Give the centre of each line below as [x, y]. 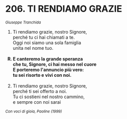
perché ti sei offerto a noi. [40, 91]
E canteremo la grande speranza [48, 58]
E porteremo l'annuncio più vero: [48, 70]
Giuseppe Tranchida [23, 22]
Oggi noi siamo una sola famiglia [47, 42]
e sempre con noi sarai [37, 102]
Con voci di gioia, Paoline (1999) [34, 111]
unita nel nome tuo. [33, 48]
